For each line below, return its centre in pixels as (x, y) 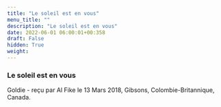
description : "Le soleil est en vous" (62, 26)
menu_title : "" (29, 20)
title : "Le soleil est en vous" (53, 13)
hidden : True (26, 45)
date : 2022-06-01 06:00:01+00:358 (56, 32)
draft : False (26, 39)
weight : (18, 52)
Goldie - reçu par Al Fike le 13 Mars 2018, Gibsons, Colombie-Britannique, (111, 90)
